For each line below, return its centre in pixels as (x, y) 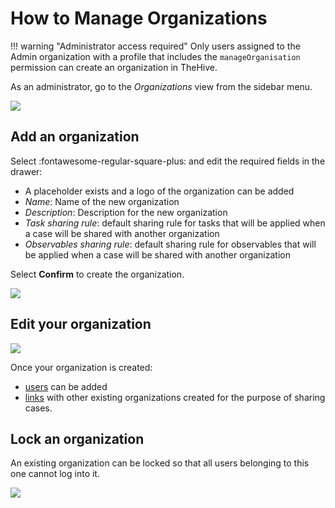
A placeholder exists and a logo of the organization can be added (159, 191)
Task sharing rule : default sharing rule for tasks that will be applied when (175, 223)
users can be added (66, 386)
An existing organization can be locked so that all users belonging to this (160, 463)
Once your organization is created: (81, 367)
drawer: (26, 171)
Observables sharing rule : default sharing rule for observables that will (170, 244)
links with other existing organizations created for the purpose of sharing (175, 397)
